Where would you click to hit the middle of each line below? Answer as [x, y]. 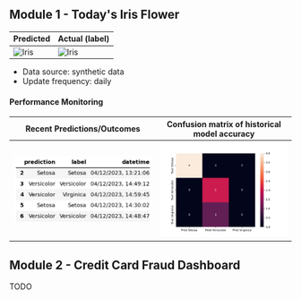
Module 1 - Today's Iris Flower [95, 15]
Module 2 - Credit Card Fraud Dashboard [125, 265]
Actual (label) [84, 38]
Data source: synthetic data [73, 72]
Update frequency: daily [67, 81]
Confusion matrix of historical [224, 124]
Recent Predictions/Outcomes [83, 129]
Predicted [32, 38]
